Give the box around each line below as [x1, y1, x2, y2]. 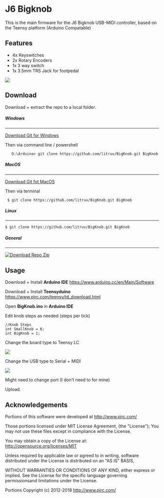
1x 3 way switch [12, 62, 44, 68]
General [5, 235, 22, 241]
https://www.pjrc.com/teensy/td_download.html [5, 294, 101, 300]
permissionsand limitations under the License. [5, 478, 98, 484]
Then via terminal [5, 188, 41, 194]
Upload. [5, 386, 21, 393]
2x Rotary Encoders [12, 57, 52, 63]
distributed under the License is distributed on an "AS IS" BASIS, [5, 458, 135, 464]
